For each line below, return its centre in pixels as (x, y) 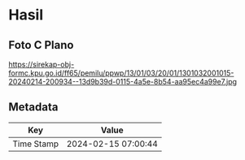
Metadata (33, 107)
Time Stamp (36, 144)
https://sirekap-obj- (42, 64)
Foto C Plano (41, 45)
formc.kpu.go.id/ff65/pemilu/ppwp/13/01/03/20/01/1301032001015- (121, 73)
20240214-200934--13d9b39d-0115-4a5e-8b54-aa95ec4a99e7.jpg (123, 82)
